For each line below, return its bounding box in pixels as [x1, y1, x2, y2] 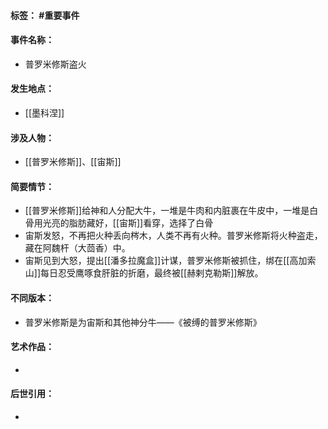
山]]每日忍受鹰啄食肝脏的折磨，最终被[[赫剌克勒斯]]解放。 [24, 267, 264, 279]
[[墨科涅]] [24, 107, 65, 119]
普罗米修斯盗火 [24, 58, 87, 70]
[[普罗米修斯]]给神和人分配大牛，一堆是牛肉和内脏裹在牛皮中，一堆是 [24, 205, 310, 217]
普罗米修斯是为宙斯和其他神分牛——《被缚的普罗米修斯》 [24, 316, 262, 328]
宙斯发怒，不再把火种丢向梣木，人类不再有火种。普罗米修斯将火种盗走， [24, 230, 323, 242]
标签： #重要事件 [10, 9, 80, 21]
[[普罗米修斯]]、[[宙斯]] [24, 156, 122, 168]
